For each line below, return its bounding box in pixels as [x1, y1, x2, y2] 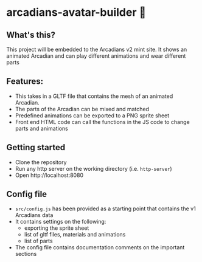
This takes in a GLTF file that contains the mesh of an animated [15, 92, 173, 100]
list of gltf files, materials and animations [24, 231, 126, 238]
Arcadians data [15, 212, 54, 219]
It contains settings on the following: [15, 218, 106, 226]
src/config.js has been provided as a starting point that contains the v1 [15, 205, 196, 212]
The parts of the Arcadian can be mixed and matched [15, 105, 149, 112]
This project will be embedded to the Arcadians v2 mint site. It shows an [6, 46, 187, 53]
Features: [6, 76, 44, 87]
